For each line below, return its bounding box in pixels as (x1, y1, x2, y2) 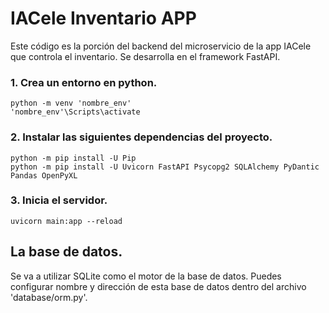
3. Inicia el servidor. (10, 193, 108, 207)
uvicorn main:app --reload (10, 216, 123, 226)
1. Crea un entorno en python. (10, 75, 158, 89)
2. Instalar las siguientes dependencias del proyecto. (10, 130, 273, 144)
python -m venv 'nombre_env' (10, 98, 132, 109)
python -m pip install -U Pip (10, 153, 137, 163)
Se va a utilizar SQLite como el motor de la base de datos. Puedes (10, 270, 282, 282)
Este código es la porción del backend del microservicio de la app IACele (10, 40, 312, 52)
